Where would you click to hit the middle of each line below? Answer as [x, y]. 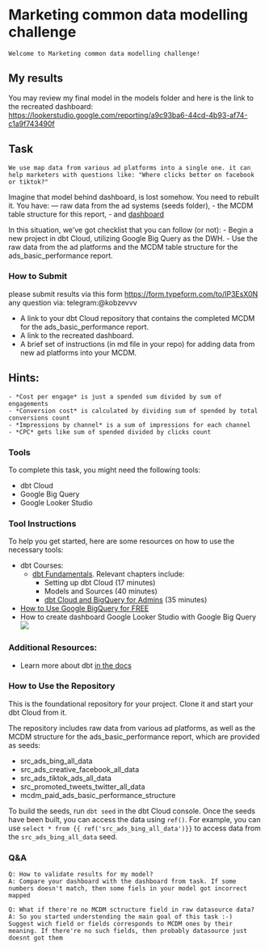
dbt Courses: [42, 566]
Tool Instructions [42, 523]
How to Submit [38, 277]
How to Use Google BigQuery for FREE [84, 609]
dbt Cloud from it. [38, 712]
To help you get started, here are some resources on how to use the [122, 541]
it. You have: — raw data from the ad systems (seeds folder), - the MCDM [131, 205]
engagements [28, 403]
